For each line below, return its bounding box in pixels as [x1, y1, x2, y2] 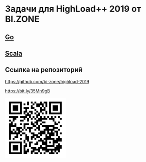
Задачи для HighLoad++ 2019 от [5, 3, 142, 15]
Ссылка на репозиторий [5, 66, 83, 74]
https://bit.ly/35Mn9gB [5, 88, 50, 94]
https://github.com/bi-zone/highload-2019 [5, 78, 90, 84]
